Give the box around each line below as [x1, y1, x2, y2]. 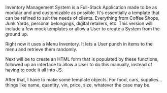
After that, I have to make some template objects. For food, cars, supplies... [5, 77, 162, 82]
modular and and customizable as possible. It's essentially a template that [5, 10, 160, 16]
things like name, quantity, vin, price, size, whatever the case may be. [5, 82, 151, 88]
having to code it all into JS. [5, 67, 63, 73]
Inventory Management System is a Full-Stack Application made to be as [5, 5, 157, 10]
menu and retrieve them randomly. [5, 46, 78, 52]
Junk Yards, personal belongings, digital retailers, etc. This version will [5, 20, 153, 26]
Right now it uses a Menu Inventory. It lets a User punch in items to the [5, 41, 153, 47]
